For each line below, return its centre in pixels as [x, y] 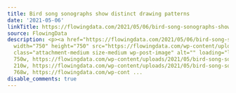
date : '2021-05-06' [36, 20]
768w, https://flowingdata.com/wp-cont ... [78, 72]
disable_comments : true [42, 79]
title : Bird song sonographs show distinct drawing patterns [99, 14]
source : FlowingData [38, 33]
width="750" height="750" [52, 46]
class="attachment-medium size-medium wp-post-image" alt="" [105, 53]
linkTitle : [23, 27]
